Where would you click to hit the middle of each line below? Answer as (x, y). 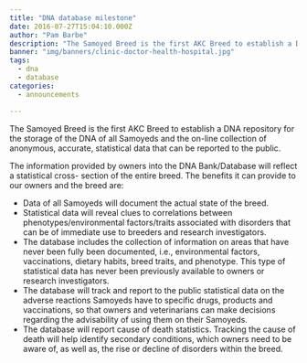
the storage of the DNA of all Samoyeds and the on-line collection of (138, 138)
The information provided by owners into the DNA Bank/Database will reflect (153, 165)
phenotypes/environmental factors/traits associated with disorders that (156, 222)
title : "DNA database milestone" (73, 18)
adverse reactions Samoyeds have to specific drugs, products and (148, 300)
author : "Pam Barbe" (49, 35)
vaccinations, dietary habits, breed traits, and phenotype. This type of (154, 261)
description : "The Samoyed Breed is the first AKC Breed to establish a (151, 43)
